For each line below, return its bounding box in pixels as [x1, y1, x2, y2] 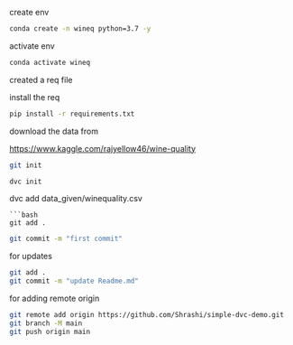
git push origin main [9, 327, 91, 336]
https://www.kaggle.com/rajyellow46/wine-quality [9, 143, 197, 154]
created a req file [9, 74, 73, 85]
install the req [9, 91, 60, 102]
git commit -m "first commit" [9, 234, 124, 244]
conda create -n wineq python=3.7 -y [9, 24, 151, 33]
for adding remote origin [9, 293, 100, 303]
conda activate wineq [9, 58, 91, 67]
